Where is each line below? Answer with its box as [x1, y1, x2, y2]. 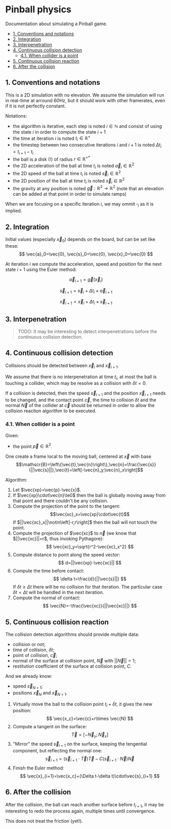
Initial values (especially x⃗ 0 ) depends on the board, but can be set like [5, 236, 156, 244]
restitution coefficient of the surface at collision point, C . [12, 663, 132, 669]
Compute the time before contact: [12, 568, 84, 574]
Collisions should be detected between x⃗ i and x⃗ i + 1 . [5, 362, 119, 370]
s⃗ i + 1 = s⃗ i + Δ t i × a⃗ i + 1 [59, 287, 113, 295]
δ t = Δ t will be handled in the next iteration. [12, 589, 104, 596]
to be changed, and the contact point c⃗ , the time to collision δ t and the [5, 397, 157, 403]
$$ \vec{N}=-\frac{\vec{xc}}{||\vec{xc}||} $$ [42, 603, 137, 609]
